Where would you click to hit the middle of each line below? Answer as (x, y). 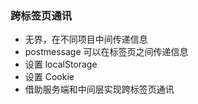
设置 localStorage (61, 64)
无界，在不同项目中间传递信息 (86, 39)
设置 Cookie (49, 77)
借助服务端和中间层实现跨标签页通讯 (99, 89)
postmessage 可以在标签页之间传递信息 (106, 52)
